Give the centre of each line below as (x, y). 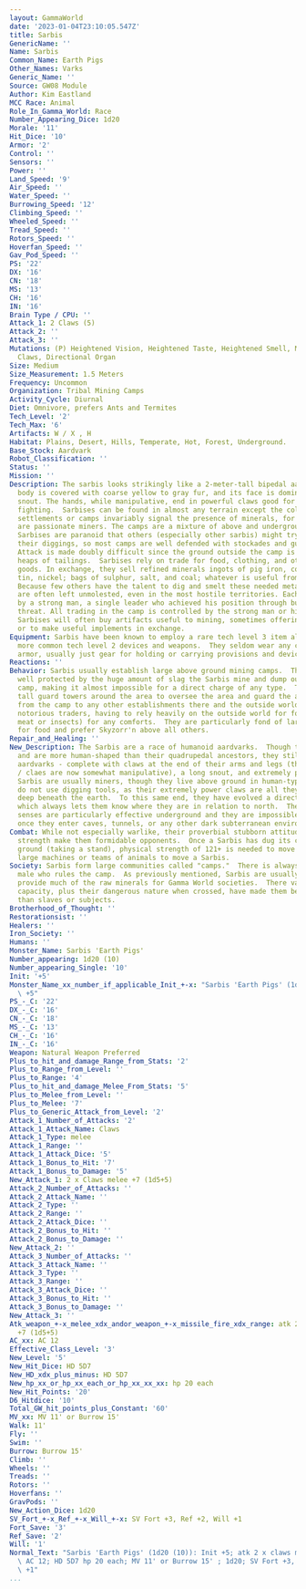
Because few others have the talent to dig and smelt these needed (148, 586)
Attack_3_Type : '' (44, 1273)
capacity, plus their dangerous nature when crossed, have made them (152, 891)
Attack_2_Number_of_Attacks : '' (71, 1188)
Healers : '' (32, 925)
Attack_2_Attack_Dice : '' (58, 1222)
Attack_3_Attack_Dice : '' (58, 1290)
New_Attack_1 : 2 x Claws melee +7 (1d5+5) (91, 1179)
